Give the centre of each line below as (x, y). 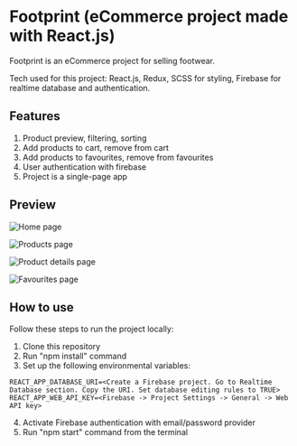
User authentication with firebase (84, 167)
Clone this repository (61, 347)
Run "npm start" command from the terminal (105, 432)
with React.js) (62, 36)
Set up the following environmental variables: (107, 366)
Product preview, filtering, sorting (84, 138)
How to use (42, 307)
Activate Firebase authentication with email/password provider (139, 423)
